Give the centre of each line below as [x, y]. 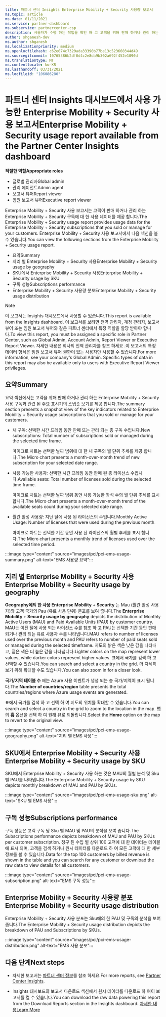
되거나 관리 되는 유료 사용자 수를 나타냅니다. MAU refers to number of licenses [82, 634]
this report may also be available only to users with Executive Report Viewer [82, 362]
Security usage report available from [82, 136]
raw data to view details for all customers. [48, 865]
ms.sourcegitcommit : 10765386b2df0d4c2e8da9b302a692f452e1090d [72, 56]
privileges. [16, 368]
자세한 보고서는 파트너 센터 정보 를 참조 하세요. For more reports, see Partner [86, 975]
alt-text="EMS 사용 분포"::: [67, 945]
